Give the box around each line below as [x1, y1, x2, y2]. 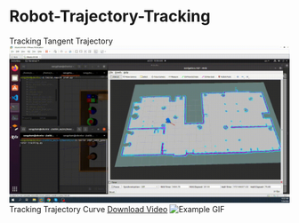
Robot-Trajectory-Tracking [9, 6, 211, 27]
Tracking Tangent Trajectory [9, 36, 114, 46]
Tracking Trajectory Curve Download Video [9, 204, 168, 215]
